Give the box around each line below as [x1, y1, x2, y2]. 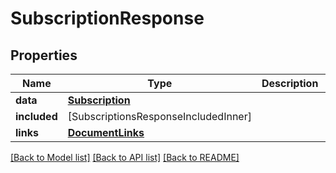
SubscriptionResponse [10, 7, 205, 30]
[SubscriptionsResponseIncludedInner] [67, 110, 252, 123]
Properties [10, 47, 78, 64]
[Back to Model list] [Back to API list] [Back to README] [10, 152, 240, 163]
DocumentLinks [67, 126, 145, 139]
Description [261, 77, 319, 90]
